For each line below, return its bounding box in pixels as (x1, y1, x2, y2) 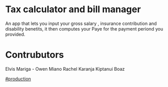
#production (5, 75, 32, 82)
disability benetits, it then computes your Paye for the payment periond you (5, 25, 163, 32)
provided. (5, 31, 25, 37)
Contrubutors (5, 49, 64, 61)
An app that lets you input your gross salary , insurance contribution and (5, 20, 157, 26)
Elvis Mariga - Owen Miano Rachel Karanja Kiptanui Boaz (5, 66, 125, 72)
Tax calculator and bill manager (5, 4, 141, 15)
